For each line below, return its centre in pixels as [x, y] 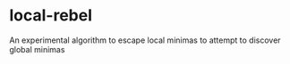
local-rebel [51, 16]
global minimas [37, 49]
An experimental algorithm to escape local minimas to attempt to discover [145, 40]
